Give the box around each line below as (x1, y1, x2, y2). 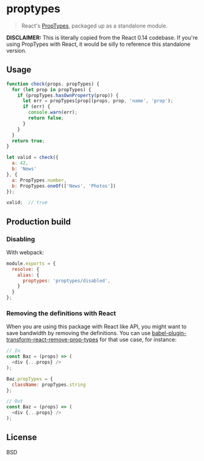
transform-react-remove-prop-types (6, 336, 99, 344)
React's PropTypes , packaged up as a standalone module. (21, 22, 168, 29)
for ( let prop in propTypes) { (12, 86, 92, 93)
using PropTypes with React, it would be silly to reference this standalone (6, 40, 191, 48)
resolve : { (12, 266, 40, 272)
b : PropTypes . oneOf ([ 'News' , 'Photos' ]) (12, 183, 116, 189)
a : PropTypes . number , (12, 177, 67, 183)
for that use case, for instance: (100, 336, 177, 344)
